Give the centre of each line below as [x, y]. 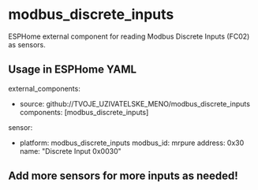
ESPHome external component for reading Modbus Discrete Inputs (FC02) [129, 36]
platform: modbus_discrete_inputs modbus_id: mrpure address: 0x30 [132, 143]
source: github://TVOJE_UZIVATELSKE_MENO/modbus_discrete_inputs [135, 103]
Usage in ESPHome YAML [72, 70]
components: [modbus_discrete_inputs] [84, 112]
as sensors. [27, 44]
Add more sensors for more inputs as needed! [123, 176]
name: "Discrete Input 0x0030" [71, 151]
